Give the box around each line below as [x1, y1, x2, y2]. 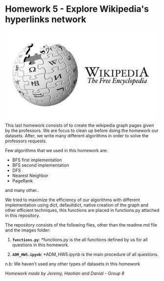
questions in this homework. [12, 242, 70, 248]
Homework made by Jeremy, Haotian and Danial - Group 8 [5, 271, 125, 277]
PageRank [12, 178, 33, 184]
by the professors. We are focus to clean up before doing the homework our [5, 128, 159, 133]
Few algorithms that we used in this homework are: [5, 148, 108, 153]
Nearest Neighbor [12, 173, 48, 179]
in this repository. [5, 212, 40, 219]
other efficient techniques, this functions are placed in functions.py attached [5, 207, 160, 213]
